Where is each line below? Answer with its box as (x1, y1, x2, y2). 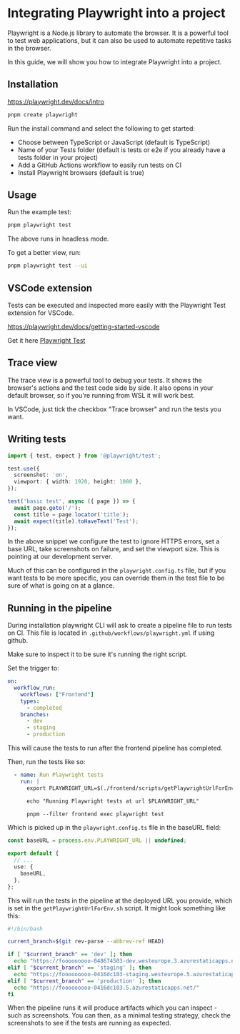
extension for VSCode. (7, 308, 74, 317)
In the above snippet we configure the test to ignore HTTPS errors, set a (7, 537, 220, 546)
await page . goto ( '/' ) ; (14, 504, 81, 511)
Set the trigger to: (7, 664, 59, 673)
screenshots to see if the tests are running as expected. (7, 1019, 171, 1028)
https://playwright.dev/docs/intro (7, 97, 105, 106)
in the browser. (7, 44, 51, 52)
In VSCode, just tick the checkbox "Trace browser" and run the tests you (7, 405, 221, 413)
